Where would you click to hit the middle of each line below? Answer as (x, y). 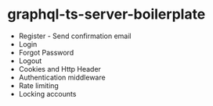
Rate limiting (39, 85)
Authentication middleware (62, 77)
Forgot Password (46, 52)
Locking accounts (47, 94)
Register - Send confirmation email (75, 36)
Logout (30, 61)
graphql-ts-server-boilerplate (106, 14)
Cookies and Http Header (60, 69)
